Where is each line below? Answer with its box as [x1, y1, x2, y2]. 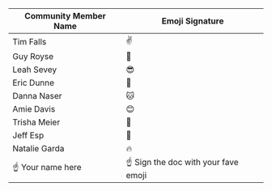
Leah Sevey [12, 64, 57, 75]
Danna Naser [12, 91, 62, 101]
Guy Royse [12, 51, 54, 62]
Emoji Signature [161, 15, 224, 27]
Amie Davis [12, 104, 56, 114]
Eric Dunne [12, 77, 55, 88]
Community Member [23, 11, 107, 21]
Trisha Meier [12, 117, 61, 128]
